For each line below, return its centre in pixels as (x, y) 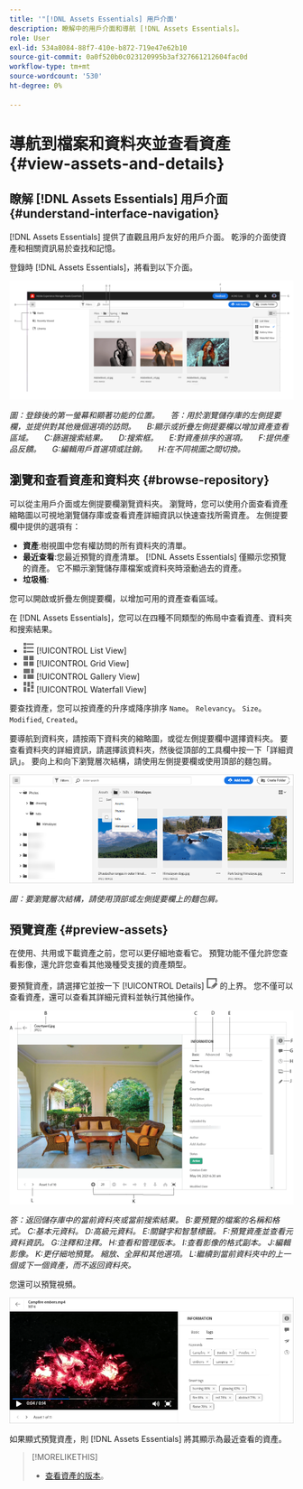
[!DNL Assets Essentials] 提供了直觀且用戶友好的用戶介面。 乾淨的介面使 (144, 237)
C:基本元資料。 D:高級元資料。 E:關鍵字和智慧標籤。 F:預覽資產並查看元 (160, 1232)
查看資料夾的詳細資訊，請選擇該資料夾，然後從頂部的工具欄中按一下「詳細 (147, 749)
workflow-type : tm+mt (50, 67)
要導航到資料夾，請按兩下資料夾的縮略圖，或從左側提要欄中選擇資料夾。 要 (149, 738)
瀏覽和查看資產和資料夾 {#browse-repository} (140, 480)
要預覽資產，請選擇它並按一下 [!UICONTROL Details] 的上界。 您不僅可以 (151, 986)
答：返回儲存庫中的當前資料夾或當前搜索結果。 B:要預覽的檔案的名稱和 (141, 1220)
